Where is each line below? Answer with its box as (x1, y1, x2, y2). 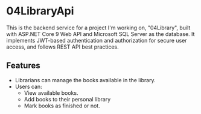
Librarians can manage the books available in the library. (14, 76, 156, 83)
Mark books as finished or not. (24, 102, 101, 109)
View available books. (24, 89, 78, 97)
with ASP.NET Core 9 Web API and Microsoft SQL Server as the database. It (6, 30, 195, 37)
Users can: (14, 83, 42, 90)
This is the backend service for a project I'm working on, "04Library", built (6, 24, 191, 31)
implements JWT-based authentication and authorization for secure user (6, 37, 187, 44)
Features (6, 61, 40, 71)
